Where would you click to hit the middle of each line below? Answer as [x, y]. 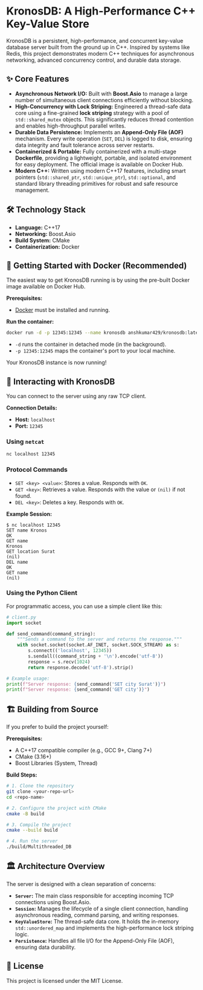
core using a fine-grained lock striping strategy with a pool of [92, 112]
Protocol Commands [37, 470]
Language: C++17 [37, 227]
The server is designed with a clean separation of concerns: [81, 884]
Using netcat [25, 441]
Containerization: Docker [47, 247]
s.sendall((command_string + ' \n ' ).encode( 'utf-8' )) [96, 656]
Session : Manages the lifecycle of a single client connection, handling [101, 908]
